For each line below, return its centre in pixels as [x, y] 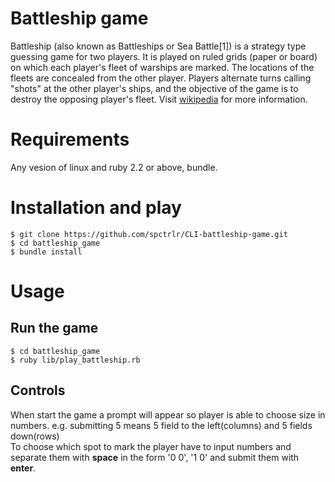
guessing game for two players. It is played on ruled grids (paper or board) [164, 56]
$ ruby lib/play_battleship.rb [75, 360]
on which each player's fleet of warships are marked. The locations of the [162, 67]
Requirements [70, 139]
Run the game [54, 328]
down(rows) [35, 436]
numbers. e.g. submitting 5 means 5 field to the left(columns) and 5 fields [161, 425]
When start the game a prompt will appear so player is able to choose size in [168, 414]
